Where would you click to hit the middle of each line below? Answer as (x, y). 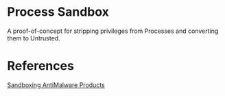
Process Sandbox (58, 12)
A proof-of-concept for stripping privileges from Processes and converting (113, 31)
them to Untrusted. (34, 38)
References (40, 66)
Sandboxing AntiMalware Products (56, 85)
